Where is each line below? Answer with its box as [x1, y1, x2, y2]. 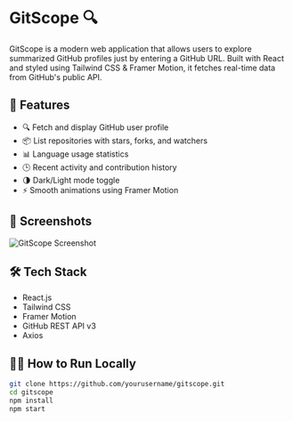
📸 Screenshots [9, 214, 93, 229]
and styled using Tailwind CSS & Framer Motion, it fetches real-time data [9, 62, 276, 73]
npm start [9, 404, 46, 413]
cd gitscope [9, 388, 53, 397]
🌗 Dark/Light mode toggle [21, 174, 120, 185]
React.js [21, 292, 53, 304]
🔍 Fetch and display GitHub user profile [21, 122, 169, 133]
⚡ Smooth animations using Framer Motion [21, 184, 179, 195]
